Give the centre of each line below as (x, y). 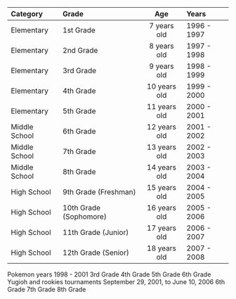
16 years (162, 208)
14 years (162, 167)
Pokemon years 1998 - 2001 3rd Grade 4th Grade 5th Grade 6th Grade (109, 274)
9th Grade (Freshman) (99, 192)
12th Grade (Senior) (96, 253)
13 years (162, 147)
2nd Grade (80, 50)
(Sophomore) (85, 216)
